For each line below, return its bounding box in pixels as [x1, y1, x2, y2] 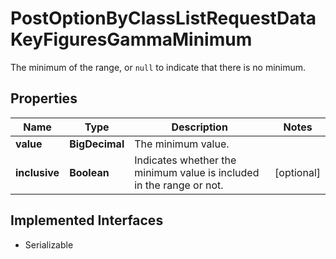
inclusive [15, 165, 60, 179]
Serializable [24, 238, 74, 251]
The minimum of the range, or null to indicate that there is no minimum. [10, 61, 307, 73]
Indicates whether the [134, 153, 237, 167]
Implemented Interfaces [10, 212, 164, 229]
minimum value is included [134, 165, 260, 179]
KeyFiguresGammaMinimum [10, 28, 253, 51]
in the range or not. [134, 178, 224, 192]
